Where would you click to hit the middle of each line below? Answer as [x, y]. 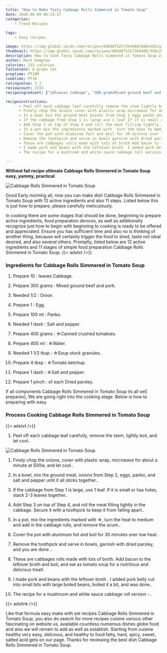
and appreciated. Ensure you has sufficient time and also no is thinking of [81, 231]
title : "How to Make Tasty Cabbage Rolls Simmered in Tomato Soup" [77, 10]
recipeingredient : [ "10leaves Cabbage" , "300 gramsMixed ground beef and [83, 92]
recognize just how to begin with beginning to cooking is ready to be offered [83, 226]
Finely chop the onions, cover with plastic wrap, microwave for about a [85, 460]
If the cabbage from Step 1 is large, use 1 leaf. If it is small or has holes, [85, 490]
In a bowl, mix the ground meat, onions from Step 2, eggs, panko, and [84, 475]
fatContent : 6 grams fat [31, 70]
